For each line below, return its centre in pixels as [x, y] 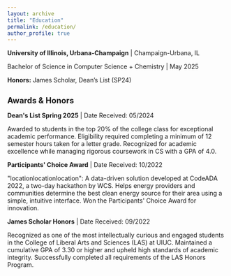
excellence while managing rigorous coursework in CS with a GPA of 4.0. [112, 152]
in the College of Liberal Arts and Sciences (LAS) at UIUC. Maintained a [110, 242]
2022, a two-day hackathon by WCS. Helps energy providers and [101, 186]
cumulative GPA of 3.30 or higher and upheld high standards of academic [113, 250]
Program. [21, 265]
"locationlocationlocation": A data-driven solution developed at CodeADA [113, 178]
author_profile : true [39, 33]
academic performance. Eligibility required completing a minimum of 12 [110, 136]
